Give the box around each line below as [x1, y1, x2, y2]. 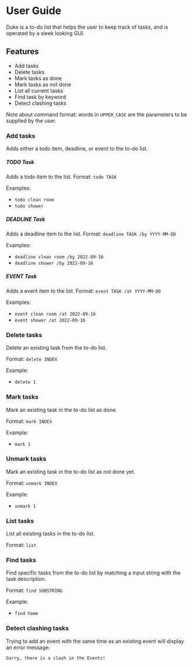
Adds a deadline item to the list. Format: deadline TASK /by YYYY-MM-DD [6, 230, 176, 237]
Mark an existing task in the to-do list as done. [6, 406, 118, 413]
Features [6, 47, 39, 57]
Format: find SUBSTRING [6, 587, 63, 594]
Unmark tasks [6, 455, 47, 463]
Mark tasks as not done [14, 81, 72, 88]
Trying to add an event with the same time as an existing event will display [6, 637, 184, 645]
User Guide [6, 4, 62, 18]
